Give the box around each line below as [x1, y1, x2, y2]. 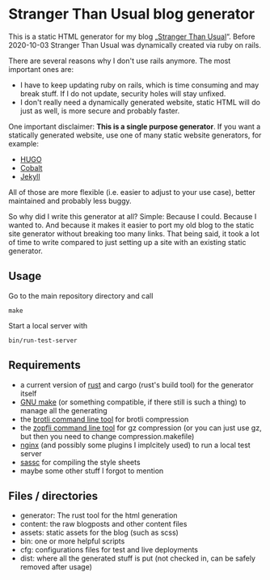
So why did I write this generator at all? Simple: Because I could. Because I [8, 211, 257, 221]
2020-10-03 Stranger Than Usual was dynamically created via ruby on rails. [8, 40, 261, 49]
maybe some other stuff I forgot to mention [19, 466, 164, 476]
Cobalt [19, 163, 43, 172]
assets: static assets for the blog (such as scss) [19, 527, 179, 538]
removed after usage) [19, 562, 93, 572]
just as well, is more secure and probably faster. [19, 106, 180, 116]
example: [8, 138, 39, 148]
